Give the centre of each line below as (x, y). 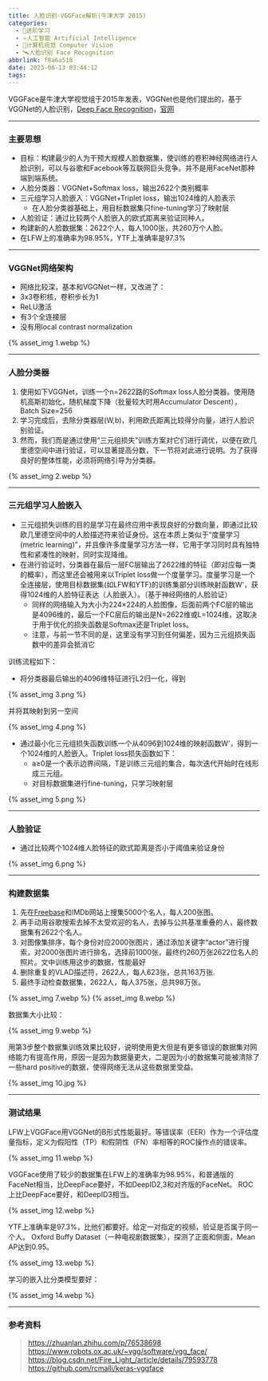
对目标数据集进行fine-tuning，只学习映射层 (102, 783)
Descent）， (222, 401)
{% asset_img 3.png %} (47, 694)
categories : (28, 23)
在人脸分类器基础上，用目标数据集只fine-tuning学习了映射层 (130, 208)
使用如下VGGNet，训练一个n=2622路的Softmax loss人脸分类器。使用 (134, 392)
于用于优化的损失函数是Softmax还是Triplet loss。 (112, 624)
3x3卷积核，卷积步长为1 (59, 297)
